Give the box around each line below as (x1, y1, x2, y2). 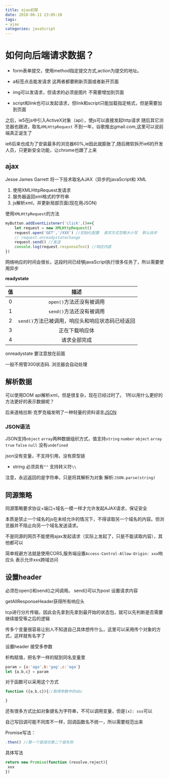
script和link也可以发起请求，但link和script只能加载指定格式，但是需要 (12, 100, 158, 106)
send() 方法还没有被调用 (48, 308, 105, 315)
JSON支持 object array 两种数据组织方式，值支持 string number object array (5, 436, 162, 442)
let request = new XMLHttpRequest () (14, 225, 92, 230)
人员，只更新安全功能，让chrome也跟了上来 (5, 147, 97, 153)
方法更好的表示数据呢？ (5, 398, 54, 404)
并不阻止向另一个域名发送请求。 (14, 522, 81, 528)
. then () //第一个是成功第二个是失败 (5, 740, 74, 745)
